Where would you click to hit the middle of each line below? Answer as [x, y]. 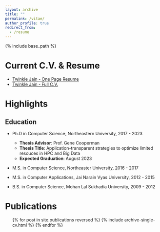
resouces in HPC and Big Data [50, 153]
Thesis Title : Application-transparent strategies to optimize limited [86, 148]
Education [21, 122]
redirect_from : [20, 28]
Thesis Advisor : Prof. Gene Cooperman [60, 143]
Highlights [26, 104]
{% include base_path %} [31, 46]
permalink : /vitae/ [25, 18]
